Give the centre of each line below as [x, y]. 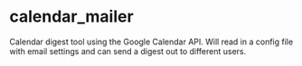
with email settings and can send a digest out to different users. [128, 51]
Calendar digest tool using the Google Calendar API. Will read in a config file [151, 42]
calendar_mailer [71, 17]
